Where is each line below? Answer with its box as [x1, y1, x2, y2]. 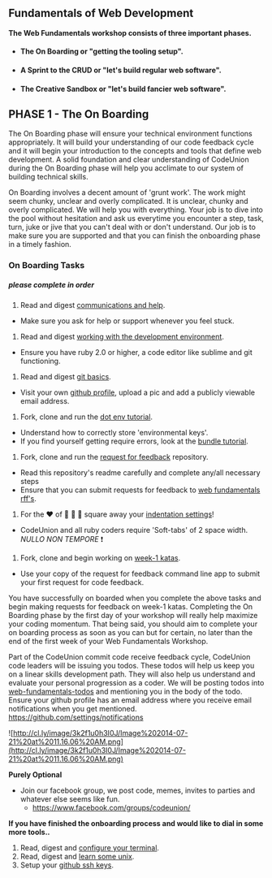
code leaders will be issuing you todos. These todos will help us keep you [8, 661, 255, 671]
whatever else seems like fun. [19, 794, 120, 804]
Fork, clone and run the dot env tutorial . [19, 412, 153, 422]
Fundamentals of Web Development [8, 6, 194, 20]
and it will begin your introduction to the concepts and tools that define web [8, 146, 261, 156]
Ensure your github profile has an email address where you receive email [8, 695, 252, 705]
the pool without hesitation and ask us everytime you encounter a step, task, [8, 214, 264, 223]
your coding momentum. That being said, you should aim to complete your [8, 619, 258, 629]
